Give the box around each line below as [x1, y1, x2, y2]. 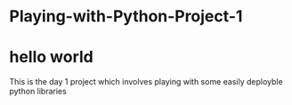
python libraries [9, 86, 67, 97]
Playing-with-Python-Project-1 [9, 6, 243, 27]
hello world [9, 47, 93, 68]
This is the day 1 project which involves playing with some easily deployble [9, 77, 283, 87]
